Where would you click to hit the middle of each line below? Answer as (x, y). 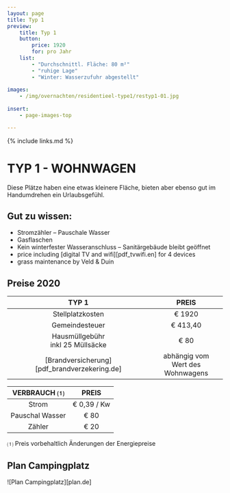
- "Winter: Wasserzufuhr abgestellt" (85, 77)
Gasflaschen (35, 240)
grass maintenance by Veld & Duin (65, 262)
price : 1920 (49, 45)
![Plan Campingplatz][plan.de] (49, 482)
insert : (18, 109)
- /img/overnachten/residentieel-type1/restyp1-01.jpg (99, 97)
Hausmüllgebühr (78, 336)
